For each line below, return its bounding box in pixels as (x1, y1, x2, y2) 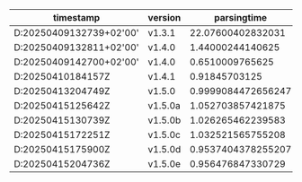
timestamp (52, 12, 101, 23)
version (147, 12, 182, 23)
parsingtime (214, 12, 268, 23)
